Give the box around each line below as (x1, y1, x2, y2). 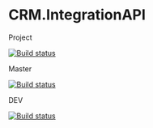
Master (8, 63, 32, 74)
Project (8, 32, 32, 42)
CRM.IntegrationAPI (8, 6, 146, 24)
